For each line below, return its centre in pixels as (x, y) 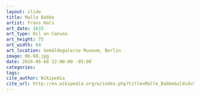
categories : (21, 67)
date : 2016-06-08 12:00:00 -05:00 (49, 61)
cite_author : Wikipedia (36, 78)
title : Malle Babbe (30, 17)
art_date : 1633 (25, 28)
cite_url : (18, 84)
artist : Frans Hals (30, 23)
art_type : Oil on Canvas (37, 34)
